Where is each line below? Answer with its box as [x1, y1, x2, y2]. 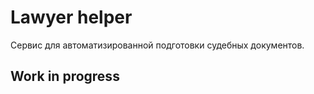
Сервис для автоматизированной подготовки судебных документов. [10, 39, 305, 51]
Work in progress [10, 68, 120, 85]
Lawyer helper [10, 6, 133, 29]
